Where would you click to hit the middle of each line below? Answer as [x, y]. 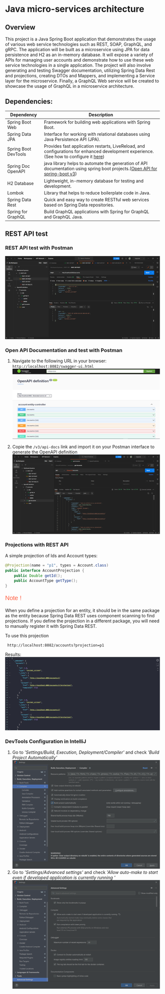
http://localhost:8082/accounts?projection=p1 [56, 645]
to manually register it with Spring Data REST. [51, 626]
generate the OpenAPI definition [45, 452]
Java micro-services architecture [75, 9]
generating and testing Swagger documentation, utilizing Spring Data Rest [80, 70]
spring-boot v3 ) [60, 174]
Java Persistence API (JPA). [72, 139]
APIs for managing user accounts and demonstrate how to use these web [79, 60]
